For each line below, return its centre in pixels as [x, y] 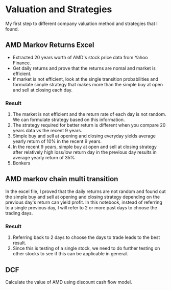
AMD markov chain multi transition [62, 179]
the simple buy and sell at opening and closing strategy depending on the [82, 197]
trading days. [19, 213]
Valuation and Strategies [59, 9]
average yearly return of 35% [44, 158]
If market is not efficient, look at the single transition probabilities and [86, 79]
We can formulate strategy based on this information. [69, 120]
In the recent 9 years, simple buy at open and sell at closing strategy [85, 147]
